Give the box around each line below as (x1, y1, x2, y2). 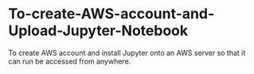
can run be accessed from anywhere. (8, 56, 131, 66)
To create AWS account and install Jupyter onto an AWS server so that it (8, 48, 246, 57)
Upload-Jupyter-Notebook (8, 21, 189, 40)
